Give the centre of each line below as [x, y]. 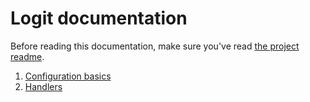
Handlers [43, 86]
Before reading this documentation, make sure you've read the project [155, 46]
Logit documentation [99, 18]
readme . [27, 56]
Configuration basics [68, 76]
